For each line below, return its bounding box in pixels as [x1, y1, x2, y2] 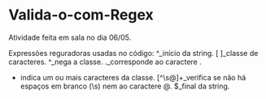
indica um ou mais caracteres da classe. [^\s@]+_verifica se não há [20, 72, 246, 82]
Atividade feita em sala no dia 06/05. [8, 32, 132, 42]
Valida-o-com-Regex [8, 6, 155, 24]
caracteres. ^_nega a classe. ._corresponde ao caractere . [8, 57, 202, 67]
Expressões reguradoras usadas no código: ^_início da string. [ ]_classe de [8, 48, 259, 58]
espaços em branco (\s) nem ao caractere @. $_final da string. [20, 81, 230, 91]
